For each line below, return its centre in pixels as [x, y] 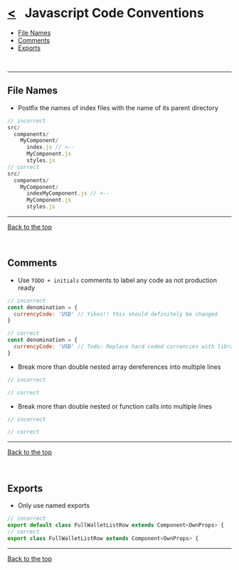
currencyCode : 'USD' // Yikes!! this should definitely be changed [116, 314]
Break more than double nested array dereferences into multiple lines [119, 367]
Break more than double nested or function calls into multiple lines [115, 406]
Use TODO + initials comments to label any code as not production [117, 280]
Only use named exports [54, 505]
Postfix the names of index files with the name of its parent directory [118, 107]
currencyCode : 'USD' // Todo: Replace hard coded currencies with [114, 347]
